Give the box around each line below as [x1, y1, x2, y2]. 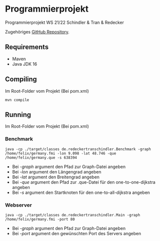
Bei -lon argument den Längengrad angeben [12, 169, 102, 174]
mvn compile [5, 97, 29, 103]
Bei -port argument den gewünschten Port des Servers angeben [12, 230, 142, 236]
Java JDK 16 [12, 61, 37, 67]
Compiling [5, 75, 37, 84]
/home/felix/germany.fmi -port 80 [5, 217, 75, 222]
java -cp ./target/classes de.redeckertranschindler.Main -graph [5, 212, 140, 217]
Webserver [5, 202, 32, 208]
